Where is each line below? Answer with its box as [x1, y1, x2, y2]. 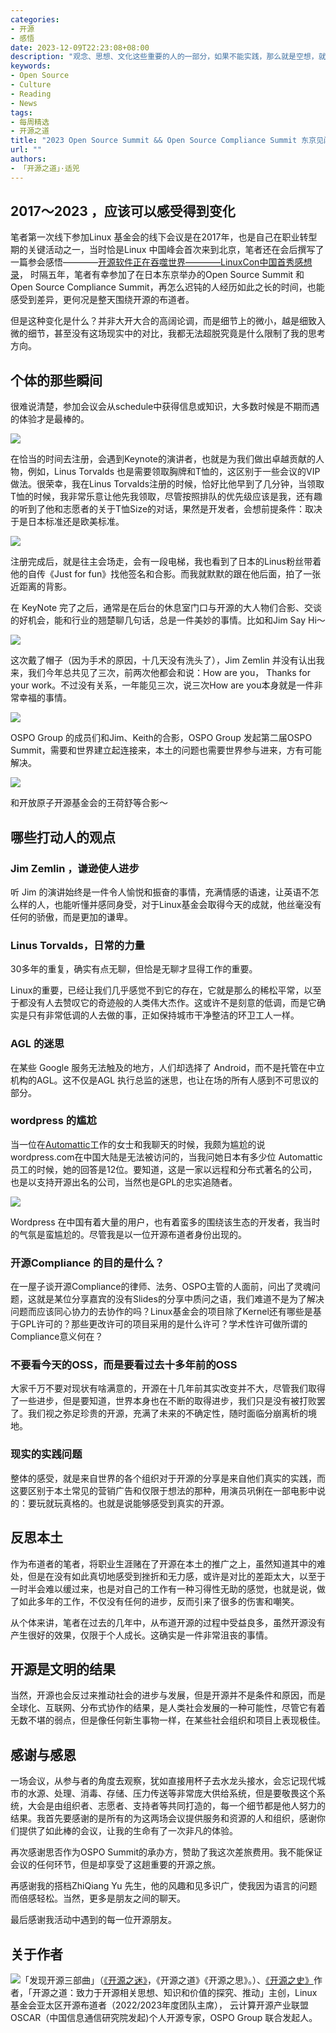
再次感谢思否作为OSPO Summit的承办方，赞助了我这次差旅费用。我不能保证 [10, 1846, 323, 1858]
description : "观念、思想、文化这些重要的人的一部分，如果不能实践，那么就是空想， [10, 52, 319, 62]
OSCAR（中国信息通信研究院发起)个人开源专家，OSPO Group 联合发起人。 [10, 2011, 318, 2023]
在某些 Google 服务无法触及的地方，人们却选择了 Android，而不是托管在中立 [10, 1061, 326, 1073]
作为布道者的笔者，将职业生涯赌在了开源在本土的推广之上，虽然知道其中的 [10, 1557, 317, 1570]
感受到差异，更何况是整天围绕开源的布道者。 [10, 294, 195, 306]
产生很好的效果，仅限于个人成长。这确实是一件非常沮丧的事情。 [10, 1629, 273, 1641]
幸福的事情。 [18, 692, 72, 704]
